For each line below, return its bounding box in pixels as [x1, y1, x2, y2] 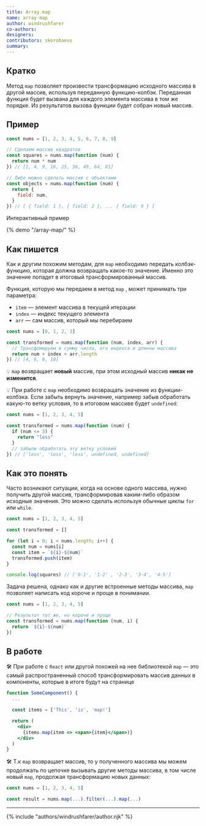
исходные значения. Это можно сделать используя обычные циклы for [6, 498, 194, 505]
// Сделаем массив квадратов [6, 146, 81, 153]
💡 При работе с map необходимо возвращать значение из [6, 387, 157, 394]
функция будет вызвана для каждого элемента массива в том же [6, 95, 178, 102]
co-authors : [6, 26, 37, 32]
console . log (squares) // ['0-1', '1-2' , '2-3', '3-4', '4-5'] [6, 572, 172, 578]
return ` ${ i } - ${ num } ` [12, 623, 67, 630]
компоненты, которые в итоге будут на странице [6, 678, 135, 686]
